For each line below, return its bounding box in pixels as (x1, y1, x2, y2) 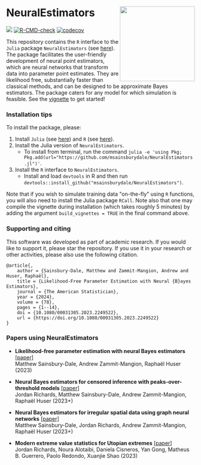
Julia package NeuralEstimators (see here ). (6, 44, 115, 51)
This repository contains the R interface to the (6, 38, 118, 45)
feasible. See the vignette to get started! (6, 95, 106, 102)
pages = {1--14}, (17, 304, 60, 311)
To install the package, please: (6, 124, 82, 131)
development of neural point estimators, (6, 57, 105, 64)
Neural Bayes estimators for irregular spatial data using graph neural (14, 409, 190, 416)
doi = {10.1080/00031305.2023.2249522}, (17, 309, 119, 315)
